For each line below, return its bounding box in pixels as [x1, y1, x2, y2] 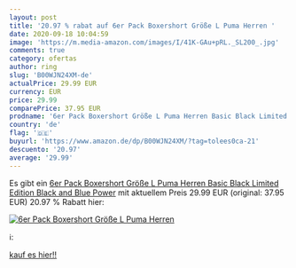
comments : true [9, 46, 66, 55]
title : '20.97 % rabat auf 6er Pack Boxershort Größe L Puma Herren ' [9, 21, 276, 30]
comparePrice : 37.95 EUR [9, 104, 101, 113]
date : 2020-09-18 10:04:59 [9, 29, 109, 38]
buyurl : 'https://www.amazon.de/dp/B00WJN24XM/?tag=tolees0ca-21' [9, 137, 260, 146]
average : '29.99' [9, 153, 74, 162]
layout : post [9, 12, 58, 22]
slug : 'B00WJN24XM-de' [9, 71, 93, 80]
